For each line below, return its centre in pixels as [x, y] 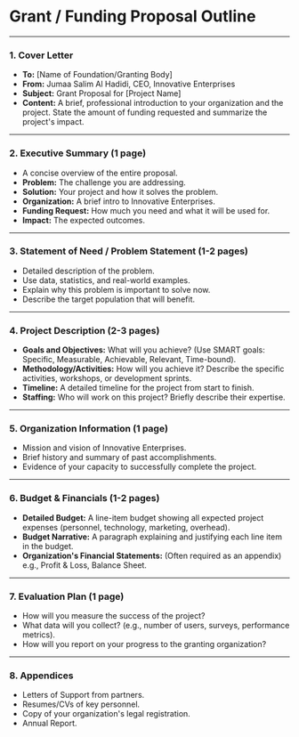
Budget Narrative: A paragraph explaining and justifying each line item [152, 537]
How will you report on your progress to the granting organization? [144, 644]
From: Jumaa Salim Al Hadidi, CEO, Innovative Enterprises [129, 84]
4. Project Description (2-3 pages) [85, 330]
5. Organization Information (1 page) [89, 429]
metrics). [39, 635]
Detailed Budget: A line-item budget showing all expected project [143, 517]
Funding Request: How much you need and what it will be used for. [146, 210]
